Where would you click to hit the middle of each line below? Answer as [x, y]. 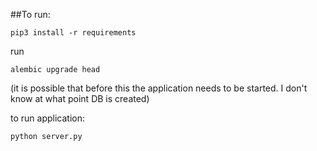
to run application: [47, 118]
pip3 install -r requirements [73, 33]
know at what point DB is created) [80, 98]
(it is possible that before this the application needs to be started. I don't [159, 88]
